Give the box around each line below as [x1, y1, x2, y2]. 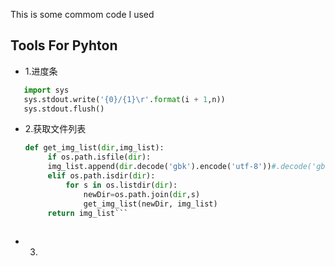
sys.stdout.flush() [23, 104, 105, 114]
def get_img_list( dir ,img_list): [24, 143, 165, 153]
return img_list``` [47, 208, 129, 218]
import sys [23, 85, 70, 95]
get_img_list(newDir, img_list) [83, 199, 218, 209]
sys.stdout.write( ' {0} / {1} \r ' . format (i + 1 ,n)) [23, 94, 226, 104]
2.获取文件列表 [24, 123, 87, 135]
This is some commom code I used [10, 9, 155, 20]
